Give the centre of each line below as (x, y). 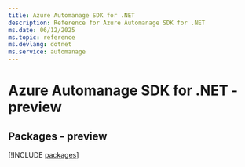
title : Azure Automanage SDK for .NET (71, 15)
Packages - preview (58, 136)
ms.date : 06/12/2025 (42, 30)
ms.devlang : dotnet (40, 45)
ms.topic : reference (42, 37)
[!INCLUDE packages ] (44, 155)
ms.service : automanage (47, 52)
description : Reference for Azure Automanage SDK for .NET (107, 23)
